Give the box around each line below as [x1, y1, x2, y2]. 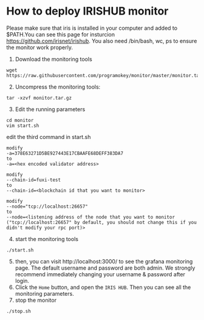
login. [15, 277, 29, 284]
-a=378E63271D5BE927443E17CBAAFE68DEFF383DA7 [6, 150, 123, 156]
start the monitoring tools [15, 235, 79, 242]
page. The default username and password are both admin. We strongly [15, 264, 195, 271]
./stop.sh [6, 308, 32, 314]
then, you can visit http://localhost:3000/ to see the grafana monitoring [15, 257, 193, 265]
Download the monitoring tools [15, 55, 92, 63]
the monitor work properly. [6, 44, 73, 51]
